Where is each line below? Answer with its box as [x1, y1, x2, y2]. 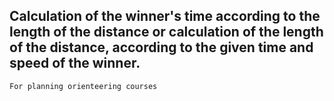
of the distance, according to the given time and [9, 39, 314, 56]
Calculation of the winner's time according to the [9, 8, 321, 25]
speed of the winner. [9, 55, 141, 72]
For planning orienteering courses [9, 81, 158, 91]
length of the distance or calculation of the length [9, 24, 324, 41]
